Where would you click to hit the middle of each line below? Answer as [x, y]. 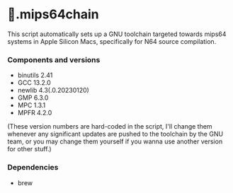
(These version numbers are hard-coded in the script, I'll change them [110, 127]
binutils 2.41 [35, 75]
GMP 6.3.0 [33, 98]
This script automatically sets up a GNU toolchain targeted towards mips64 [117, 34]
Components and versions [54, 59]
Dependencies [33, 168]
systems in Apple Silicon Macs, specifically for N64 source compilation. [112, 41]
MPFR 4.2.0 [35, 113]
